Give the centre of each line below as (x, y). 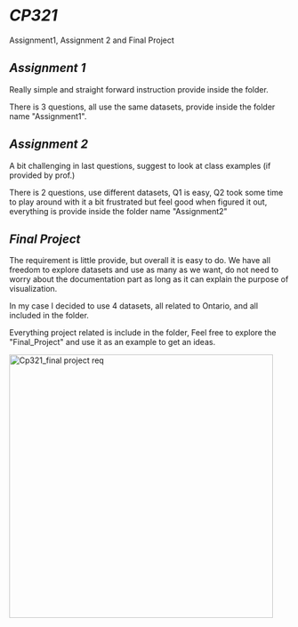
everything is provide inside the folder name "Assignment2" (119, 211)
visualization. (33, 289)
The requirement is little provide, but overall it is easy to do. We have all (140, 261)
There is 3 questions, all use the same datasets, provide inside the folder (142, 107)
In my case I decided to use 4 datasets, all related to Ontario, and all (134, 306)
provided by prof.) (42, 175)
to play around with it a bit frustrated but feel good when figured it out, (138, 202)
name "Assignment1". (48, 116)
